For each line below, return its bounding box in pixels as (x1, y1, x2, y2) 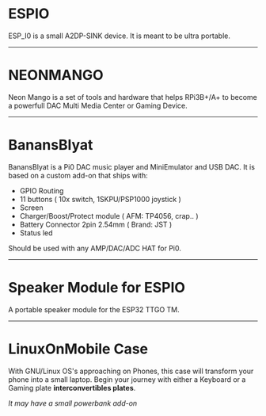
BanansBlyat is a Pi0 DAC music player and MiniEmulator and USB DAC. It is (8, 162, 256, 171)
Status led (19, 227, 53, 238)
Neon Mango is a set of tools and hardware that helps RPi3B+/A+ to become (8, 92, 257, 101)
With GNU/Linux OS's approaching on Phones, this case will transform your (8, 366, 254, 376)
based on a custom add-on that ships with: (8, 170, 148, 180)
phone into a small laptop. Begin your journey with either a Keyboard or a (8, 374, 246, 384)
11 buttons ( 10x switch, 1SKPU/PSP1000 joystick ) (19, 194, 182, 204)
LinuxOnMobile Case (8, 340, 149, 357)
